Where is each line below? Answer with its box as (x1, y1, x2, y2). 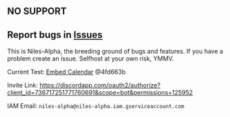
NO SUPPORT (7, 6, 67, 17)
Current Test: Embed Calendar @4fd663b (7, 68, 126, 76)
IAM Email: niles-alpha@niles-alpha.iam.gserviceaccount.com (7, 102, 184, 110)
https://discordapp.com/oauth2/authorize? (39, 81, 161, 89)
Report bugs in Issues (7, 29, 103, 41)
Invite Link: (7, 81, 38, 89)
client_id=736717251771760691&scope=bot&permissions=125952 (7, 89, 193, 97)
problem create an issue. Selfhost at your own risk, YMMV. (7, 54, 174, 63)
